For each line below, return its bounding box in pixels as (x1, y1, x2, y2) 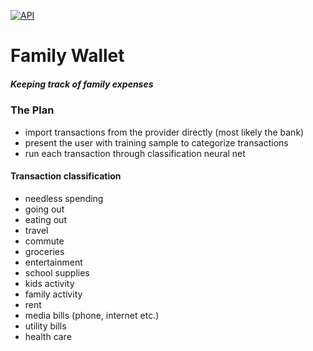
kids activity (24, 277, 75, 289)
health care (24, 330, 72, 342)
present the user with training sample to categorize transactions (24, 136, 289, 149)
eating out (24, 213, 67, 225)
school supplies (24, 266, 90, 279)
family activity (24, 288, 83, 300)
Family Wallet (10, 45, 125, 67)
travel (24, 224, 49, 236)
